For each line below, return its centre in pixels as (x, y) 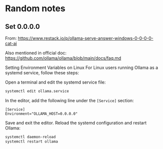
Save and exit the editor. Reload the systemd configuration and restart (76, 123)
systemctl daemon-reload (30, 137)
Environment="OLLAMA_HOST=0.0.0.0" (41, 114)
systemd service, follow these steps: (42, 73)
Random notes (35, 9)
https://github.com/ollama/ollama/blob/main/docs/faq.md (63, 58)
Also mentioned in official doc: (36, 53)
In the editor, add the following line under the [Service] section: (69, 100)
